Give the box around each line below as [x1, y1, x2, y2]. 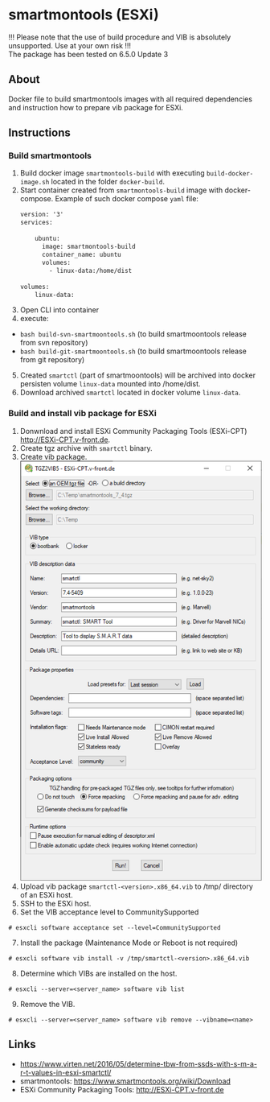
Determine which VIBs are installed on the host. [19, 968, 178, 978]
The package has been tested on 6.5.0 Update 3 [8, 49, 169, 59]
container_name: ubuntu [41, 251, 122, 259]
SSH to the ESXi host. [19, 898, 92, 908]
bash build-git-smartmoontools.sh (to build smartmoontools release [19, 346, 247, 356]
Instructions [8, 126, 71, 140]
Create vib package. [19, 452, 88, 461]
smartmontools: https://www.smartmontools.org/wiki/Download [19, 1076, 231, 1086]
